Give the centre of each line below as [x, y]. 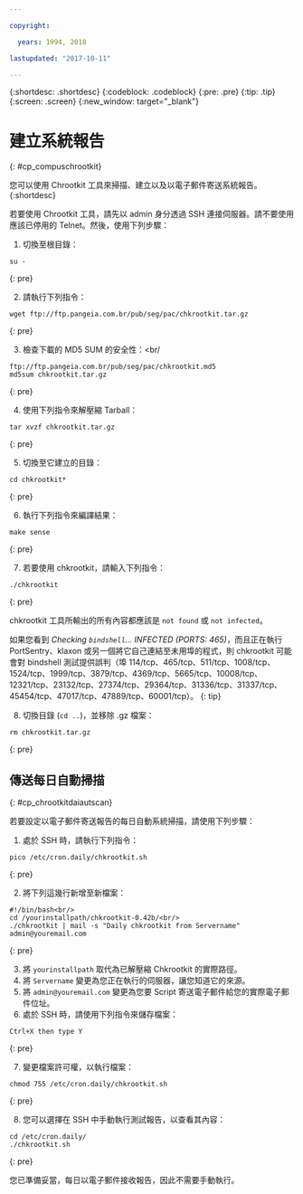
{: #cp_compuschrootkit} [56, 166]
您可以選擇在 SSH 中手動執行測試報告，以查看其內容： [124, 1120]
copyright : [30, 25]
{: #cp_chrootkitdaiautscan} [61, 802]
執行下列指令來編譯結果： [70, 516]
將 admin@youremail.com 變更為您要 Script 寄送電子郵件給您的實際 [144, 992]
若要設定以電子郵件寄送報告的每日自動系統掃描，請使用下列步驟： [132, 821]
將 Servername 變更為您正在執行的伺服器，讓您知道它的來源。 [136, 981]
